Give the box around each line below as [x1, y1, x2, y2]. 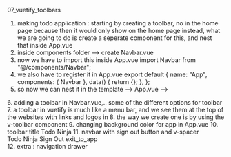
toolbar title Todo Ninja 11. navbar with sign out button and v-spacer [7, 127, 199, 136]
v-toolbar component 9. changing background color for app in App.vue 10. [7, 121, 219, 128]
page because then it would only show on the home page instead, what [17, 27, 221, 34]
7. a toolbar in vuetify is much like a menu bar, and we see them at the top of [7, 106, 224, 114]
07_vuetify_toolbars [7, 6, 61, 14]
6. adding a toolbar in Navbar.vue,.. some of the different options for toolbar [7, 98, 223, 106]
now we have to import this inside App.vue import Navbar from [17, 56, 197, 64]
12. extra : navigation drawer [7, 143, 88, 150]
